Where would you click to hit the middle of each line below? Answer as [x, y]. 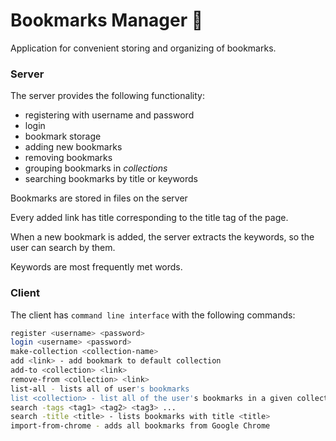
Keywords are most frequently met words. [96, 267]
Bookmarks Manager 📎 [107, 20]
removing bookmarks [68, 158]
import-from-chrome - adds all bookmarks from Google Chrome [140, 426]
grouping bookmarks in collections [96, 168]
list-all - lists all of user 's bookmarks [100, 389]
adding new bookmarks [73, 147]
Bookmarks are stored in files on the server [99, 198]
